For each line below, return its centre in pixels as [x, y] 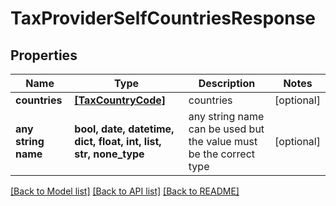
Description [227, 83]
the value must [223, 141]
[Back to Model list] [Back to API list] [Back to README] [125, 191]
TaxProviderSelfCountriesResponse [163, 18]
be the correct [222, 154]
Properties [44, 55]
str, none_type [109, 154]
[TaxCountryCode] [120, 100]
